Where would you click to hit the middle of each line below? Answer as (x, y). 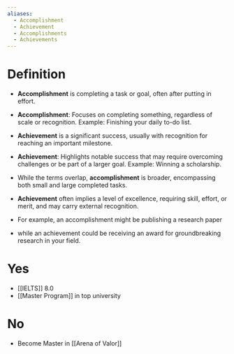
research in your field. (49, 241)
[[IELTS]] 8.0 (35, 288)
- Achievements (36, 40)
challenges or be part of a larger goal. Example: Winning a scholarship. (119, 164)
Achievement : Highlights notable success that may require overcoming (120, 157)
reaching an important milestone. (65, 143)
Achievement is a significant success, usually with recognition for (112, 136)
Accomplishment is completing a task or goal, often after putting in (114, 94)
